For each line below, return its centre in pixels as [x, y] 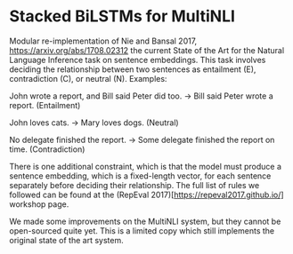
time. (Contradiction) [47, 149]
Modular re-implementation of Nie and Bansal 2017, [103, 41]
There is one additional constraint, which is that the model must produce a [146, 166]
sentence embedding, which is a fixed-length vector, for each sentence [140, 176]
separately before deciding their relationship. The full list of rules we [134, 185]
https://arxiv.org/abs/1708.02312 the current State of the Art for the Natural [147, 50]
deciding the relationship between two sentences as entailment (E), [133, 69]
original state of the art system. [66, 240]
